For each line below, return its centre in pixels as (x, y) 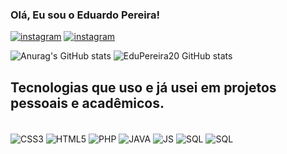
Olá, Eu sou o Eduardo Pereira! (85, 15)
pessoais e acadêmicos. (87, 103)
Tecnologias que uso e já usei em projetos (143, 87)
